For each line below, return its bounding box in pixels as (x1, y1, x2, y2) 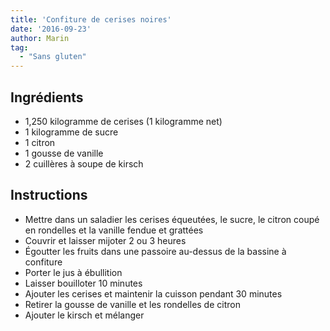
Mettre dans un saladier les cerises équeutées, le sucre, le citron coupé (24, 213, 320, 225)
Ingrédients (10, 89, 84, 106)
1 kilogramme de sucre (24, 126, 119, 138)
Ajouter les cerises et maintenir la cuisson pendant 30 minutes (24, 287, 283, 300)
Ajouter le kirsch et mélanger (24, 309, 145, 321)
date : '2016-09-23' (10, 24, 92, 34)
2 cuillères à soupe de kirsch (24, 157, 144, 170)
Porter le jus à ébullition (24, 266, 123, 278)
